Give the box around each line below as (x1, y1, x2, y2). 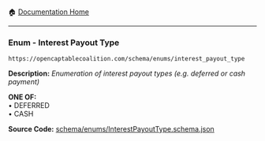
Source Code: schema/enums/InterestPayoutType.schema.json (8, 124, 215, 134)
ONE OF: (8, 92, 37, 102)
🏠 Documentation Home (8, 7, 89, 17)
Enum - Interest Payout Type (8, 37, 120, 48)
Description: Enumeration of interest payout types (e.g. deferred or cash (8, 69, 246, 78)
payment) (8, 77, 40, 87)
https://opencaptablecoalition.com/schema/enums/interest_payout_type (8, 55, 245, 63)
